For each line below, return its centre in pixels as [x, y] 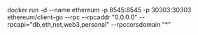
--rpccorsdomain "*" [141, 24]
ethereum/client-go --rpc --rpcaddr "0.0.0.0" [72, 17]
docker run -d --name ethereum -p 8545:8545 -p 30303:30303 [99, 10]
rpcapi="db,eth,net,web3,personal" [58, 24]
